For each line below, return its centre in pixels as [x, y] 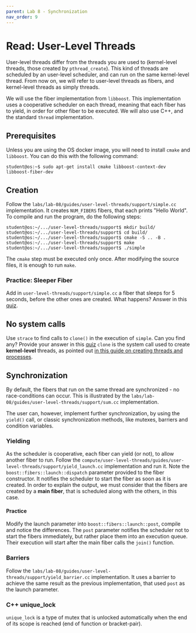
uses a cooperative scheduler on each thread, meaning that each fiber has [96, 105]
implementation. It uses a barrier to [134, 577]
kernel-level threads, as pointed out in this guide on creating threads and [94, 351]
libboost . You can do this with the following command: [72, 156]
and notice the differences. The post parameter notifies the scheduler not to [97, 530]
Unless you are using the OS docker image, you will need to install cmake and [98, 150]
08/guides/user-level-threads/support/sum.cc [62, 402]
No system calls [36, 324]
